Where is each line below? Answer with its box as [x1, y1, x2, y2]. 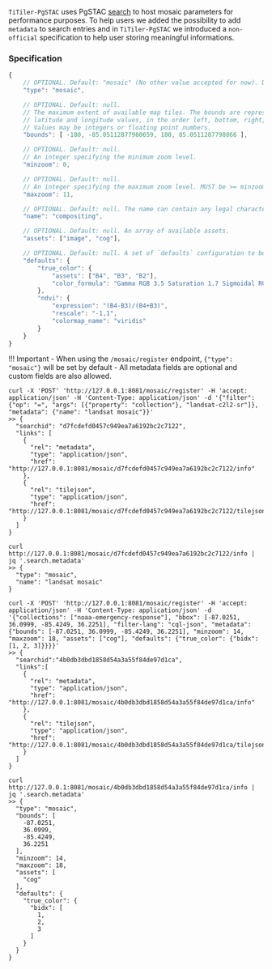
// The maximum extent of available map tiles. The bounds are [23, 108, 241, 117]
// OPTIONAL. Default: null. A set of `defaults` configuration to [23, 249, 255, 257]
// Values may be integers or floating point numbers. [23, 123, 212, 132]
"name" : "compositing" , [23, 212, 104, 221]
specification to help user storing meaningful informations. [39, 32, 235, 42]
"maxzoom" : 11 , [23, 190, 74, 198]
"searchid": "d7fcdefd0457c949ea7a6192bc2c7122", [15, 423, 186, 431]
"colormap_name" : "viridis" [51, 317, 147, 325]
